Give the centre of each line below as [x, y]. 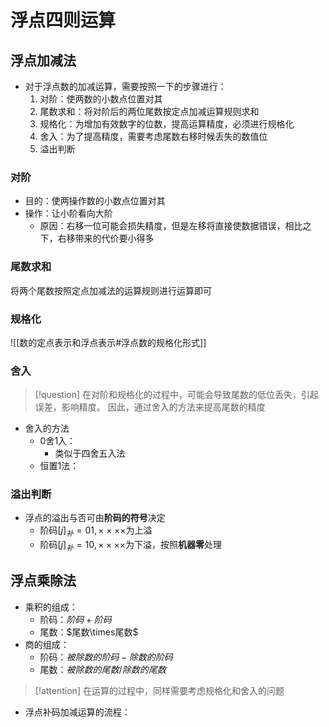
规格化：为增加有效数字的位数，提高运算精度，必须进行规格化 [167, 124]
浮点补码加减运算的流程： [77, 712]
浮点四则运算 [63, 20]
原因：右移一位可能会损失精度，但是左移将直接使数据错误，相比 [171, 226]
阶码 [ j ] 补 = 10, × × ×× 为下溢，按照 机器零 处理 [131, 546]
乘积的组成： [51, 607]
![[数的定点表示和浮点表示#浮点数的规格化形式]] [108, 342]
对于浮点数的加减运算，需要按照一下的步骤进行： [125, 86]
